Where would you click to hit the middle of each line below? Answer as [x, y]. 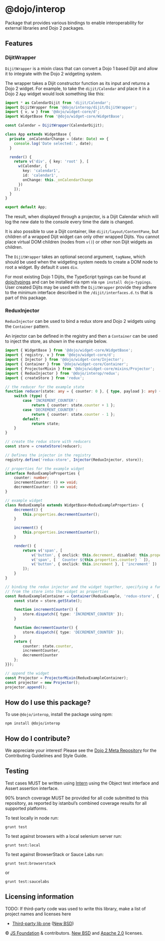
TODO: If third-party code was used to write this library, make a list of [76, 908]
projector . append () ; [26, 687]
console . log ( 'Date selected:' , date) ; [54, 143]
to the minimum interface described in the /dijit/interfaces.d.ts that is [79, 293]
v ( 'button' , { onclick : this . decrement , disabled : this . [91, 555]
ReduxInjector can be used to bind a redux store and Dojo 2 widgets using [80, 321]
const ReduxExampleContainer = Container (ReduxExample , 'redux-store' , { [82, 596]
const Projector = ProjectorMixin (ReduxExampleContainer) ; [67, 678]
